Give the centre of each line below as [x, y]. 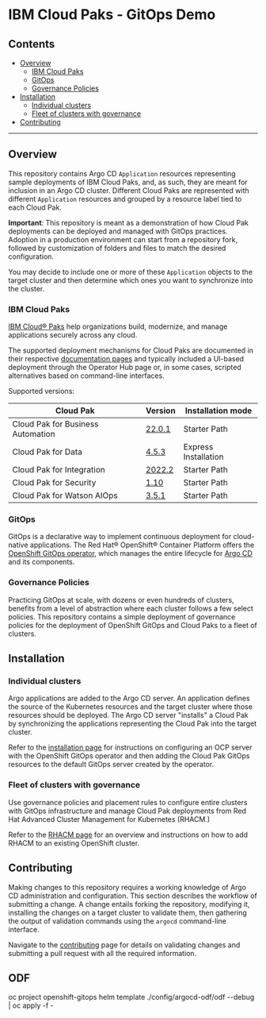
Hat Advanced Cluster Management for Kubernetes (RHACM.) [109, 819]
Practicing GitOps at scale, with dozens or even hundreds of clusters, [122, 600]
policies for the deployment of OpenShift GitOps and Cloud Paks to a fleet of [133, 625]
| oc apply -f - [31, 1005]
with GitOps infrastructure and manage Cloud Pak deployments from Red [127, 811]
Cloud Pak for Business [55, 424]
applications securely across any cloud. [73, 335]
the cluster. [27, 288]
